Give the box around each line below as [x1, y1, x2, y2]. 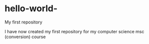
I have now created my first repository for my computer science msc [4, 28, 145, 34]
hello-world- [4, 3, 58, 14]
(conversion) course [4, 34, 46, 40]
